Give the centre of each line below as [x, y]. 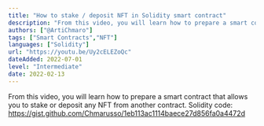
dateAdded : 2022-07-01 [45, 60]
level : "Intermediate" [45, 67]
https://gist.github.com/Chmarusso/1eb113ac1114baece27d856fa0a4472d [127, 113]
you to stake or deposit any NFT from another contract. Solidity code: [121, 105]
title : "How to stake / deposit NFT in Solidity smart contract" [117, 15]
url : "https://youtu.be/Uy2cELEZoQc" [70, 52]
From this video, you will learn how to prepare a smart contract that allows [128, 96]
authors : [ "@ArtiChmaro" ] [50, 30]
